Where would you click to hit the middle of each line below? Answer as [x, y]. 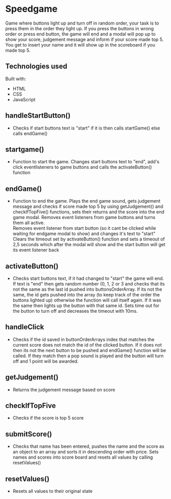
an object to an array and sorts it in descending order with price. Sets [86, 452]
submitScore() [29, 434]
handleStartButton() [38, 116]
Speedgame [31, 9]
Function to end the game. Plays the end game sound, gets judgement [87, 201]
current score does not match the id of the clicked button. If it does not [87, 345]
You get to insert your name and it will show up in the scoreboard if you [80, 45]
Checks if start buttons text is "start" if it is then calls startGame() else [86, 128]
